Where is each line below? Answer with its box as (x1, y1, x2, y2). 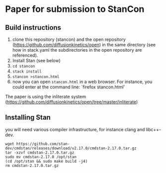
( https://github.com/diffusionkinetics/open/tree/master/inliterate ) (5, 99, 138, 105)
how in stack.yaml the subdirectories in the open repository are (12, 47, 142, 53)
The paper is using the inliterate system (5, 93, 86, 99)
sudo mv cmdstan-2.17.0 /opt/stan (5, 154, 77, 160)
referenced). (12, 52, 38, 58)
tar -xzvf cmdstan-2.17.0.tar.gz (5, 150, 75, 155)
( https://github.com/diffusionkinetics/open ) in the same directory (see (12, 42, 156, 48)
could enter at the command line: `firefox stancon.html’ (12, 84, 125, 90)
